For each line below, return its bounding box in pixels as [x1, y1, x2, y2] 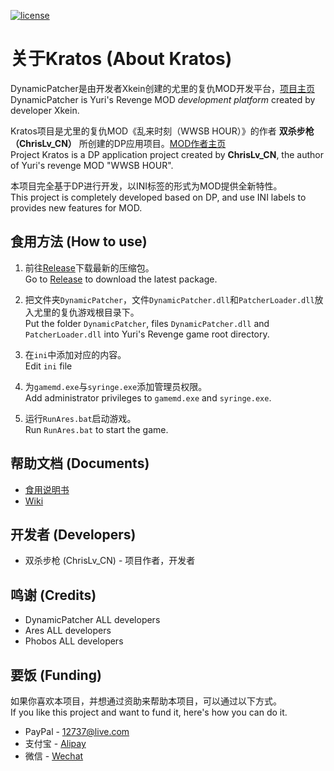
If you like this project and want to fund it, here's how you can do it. [10, 706, 288, 718]
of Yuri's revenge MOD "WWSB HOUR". [10, 159, 174, 171]
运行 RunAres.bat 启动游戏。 [24, 412, 137, 424]
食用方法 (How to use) [10, 233, 148, 250]
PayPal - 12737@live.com [24, 726, 130, 737]
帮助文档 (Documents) [10, 455, 150, 472]
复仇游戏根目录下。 [59, 306, 140, 318]
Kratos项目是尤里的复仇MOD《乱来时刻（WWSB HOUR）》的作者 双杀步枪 [10, 125, 315, 137]
